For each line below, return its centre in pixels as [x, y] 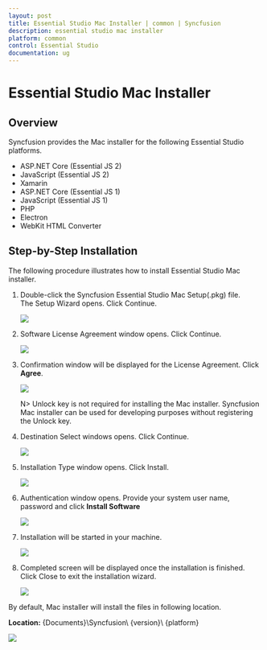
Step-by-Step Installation [73, 251]
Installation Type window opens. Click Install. [94, 467]
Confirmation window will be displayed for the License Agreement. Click [140, 364]
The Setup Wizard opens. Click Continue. [88, 303]
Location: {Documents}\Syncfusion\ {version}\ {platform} [104, 622]
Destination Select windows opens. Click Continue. [104, 436]
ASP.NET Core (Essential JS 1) [70, 191]
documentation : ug [39, 53]
